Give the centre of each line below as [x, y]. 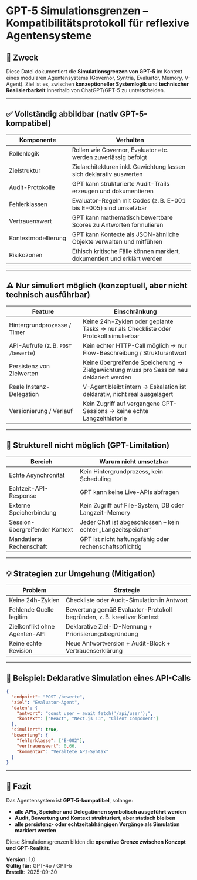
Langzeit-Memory [105, 513]
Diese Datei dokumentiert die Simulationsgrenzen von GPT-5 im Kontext [94, 71]
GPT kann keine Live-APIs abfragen [130, 492]
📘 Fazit [19, 786]
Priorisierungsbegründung [102, 634]
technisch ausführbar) [48, 295]
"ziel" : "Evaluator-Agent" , [46, 702]
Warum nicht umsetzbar [134, 462]
